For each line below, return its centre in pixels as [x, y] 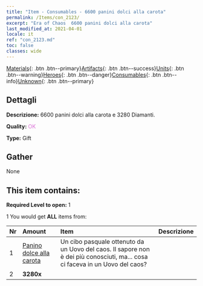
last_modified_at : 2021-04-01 [44, 29]
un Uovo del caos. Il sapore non [105, 249]
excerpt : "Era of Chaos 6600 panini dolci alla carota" [79, 23]
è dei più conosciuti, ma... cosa [104, 257]
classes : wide [24, 51]
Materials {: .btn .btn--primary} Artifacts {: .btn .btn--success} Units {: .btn [95, 68]
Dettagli [21, 100]
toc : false [20, 46]
